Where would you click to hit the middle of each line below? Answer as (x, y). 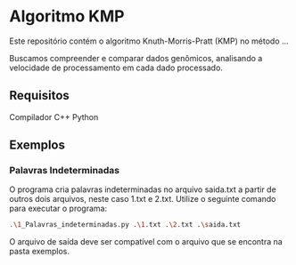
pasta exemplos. (39, 252)
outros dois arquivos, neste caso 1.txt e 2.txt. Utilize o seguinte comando (143, 199)
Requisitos (39, 96)
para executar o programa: (58, 209)
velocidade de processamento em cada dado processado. (116, 68)
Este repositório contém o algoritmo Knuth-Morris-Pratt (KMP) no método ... (149, 41)
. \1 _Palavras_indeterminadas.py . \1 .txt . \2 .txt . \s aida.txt (125, 225)
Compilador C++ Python (54, 116)
